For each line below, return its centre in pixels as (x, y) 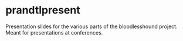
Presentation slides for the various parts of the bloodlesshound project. (91, 26)
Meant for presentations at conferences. (54, 32)
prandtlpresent (43, 10)
